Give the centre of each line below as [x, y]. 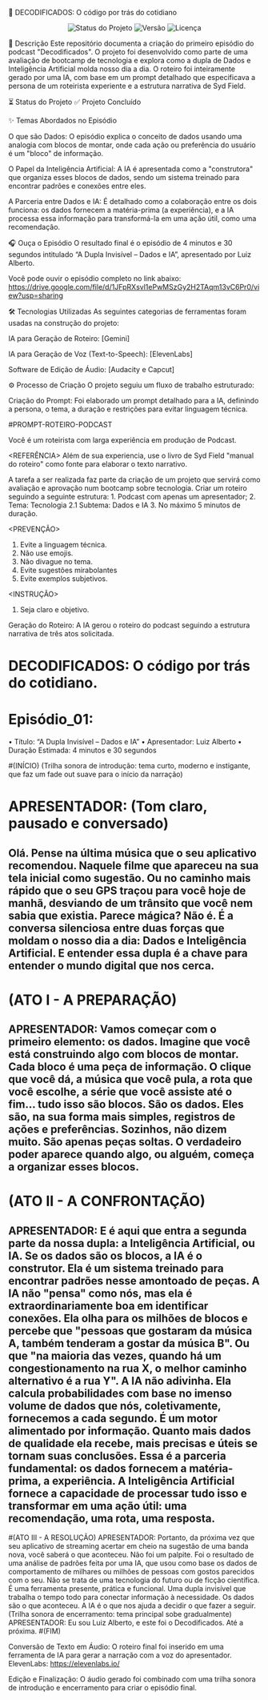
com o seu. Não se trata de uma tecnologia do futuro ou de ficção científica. [134, 1580]
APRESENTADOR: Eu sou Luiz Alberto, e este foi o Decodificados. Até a [126, 1623]
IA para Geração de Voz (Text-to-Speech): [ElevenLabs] [101, 354]
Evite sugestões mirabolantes [68, 570]
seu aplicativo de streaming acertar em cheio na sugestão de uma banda [128, 1546]
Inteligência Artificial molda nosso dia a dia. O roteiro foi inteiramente [122, 69]
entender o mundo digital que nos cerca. [111, 966]
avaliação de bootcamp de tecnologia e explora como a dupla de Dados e [130, 60]
